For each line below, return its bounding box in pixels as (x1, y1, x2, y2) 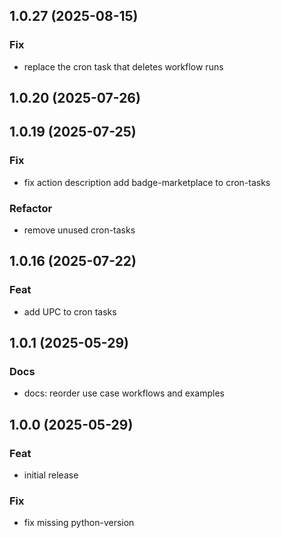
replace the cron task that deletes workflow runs (23, 60, 224, 73)
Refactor (9, 201, 53, 215)
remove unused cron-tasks (23, 224, 136, 236)
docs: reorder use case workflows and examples (23, 387, 225, 399)
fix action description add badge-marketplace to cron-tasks (23, 176, 271, 188)
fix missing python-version (23, 517, 135, 529)
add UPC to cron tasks (23, 305, 117, 318)
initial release (23, 469, 79, 481)
